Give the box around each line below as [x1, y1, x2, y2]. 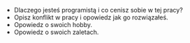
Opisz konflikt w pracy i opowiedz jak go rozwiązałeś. [13, 13, 169, 21]
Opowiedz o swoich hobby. [13, 21, 93, 28]
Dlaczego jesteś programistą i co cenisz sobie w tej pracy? [13, 6, 183, 14]
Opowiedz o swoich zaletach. [13, 28, 99, 36]
